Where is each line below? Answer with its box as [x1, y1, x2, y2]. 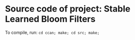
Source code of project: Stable [5, 3, 131, 14]
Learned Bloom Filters [5, 13, 96, 25]
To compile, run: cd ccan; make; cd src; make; [5, 29, 100, 35]
